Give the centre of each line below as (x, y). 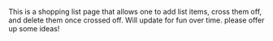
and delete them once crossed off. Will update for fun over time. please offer (136, 20)
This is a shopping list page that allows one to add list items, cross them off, (135, 12)
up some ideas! (34, 29)
